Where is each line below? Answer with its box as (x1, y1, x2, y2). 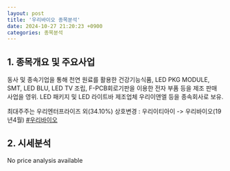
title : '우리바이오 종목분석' (7, 16, 81, 23)
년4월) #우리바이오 (7, 116, 58, 124)
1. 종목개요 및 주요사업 (7, 56, 95, 68)
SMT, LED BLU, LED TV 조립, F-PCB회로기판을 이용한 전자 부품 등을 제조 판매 (7, 84, 218, 92)
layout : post (7, 10, 45, 17)
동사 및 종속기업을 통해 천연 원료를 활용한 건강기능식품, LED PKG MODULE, (7, 76, 210, 84)
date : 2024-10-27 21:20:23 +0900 (7, 23, 103, 29)
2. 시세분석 (7, 137, 51, 149)
